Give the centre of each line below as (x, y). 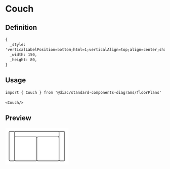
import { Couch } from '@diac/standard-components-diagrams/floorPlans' (83, 92)
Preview (18, 118)
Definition (21, 27)
